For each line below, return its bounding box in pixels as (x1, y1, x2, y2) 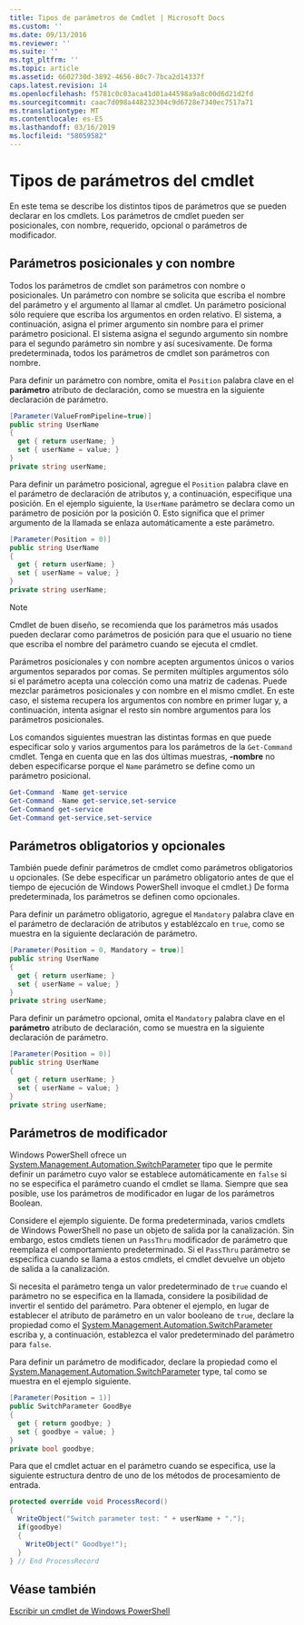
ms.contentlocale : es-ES (9, 114, 103, 123)
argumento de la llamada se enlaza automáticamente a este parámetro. (9, 517, 275, 527)
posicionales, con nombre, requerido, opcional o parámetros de (9, 220, 248, 231)
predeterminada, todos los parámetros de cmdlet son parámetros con (9, 347, 270, 359)
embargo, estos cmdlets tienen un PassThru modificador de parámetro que (9, 1235, 289, 1246)
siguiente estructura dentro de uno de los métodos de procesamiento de (9, 1470, 281, 1481)
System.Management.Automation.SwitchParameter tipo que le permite (9, 1159, 273, 1170)
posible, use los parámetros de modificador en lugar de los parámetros (9, 1188, 275, 1199)
